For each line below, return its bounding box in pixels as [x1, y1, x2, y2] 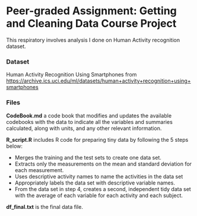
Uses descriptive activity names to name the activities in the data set [14, 173, 183, 180]
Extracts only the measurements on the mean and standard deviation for [14, 160, 192, 167]
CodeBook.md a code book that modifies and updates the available [6, 112, 172, 119]
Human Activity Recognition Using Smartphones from [6, 71, 137, 78]
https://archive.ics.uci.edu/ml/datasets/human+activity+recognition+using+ [6, 77, 191, 84]
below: [6, 142, 23, 150]
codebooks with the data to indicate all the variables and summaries [6, 118, 173, 125]
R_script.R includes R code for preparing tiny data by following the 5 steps [6, 136, 189, 143]
